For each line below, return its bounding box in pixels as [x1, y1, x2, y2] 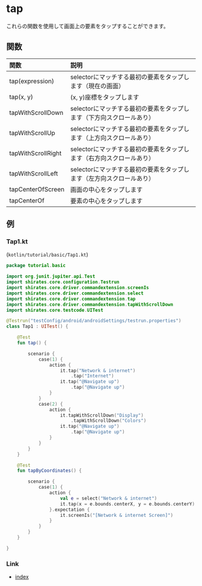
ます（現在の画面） [70, 82, 125, 90]
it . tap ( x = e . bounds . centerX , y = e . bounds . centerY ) [60, 501, 195, 507]
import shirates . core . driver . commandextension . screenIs [6, 285, 149, 291]
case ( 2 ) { [38, 401, 63, 407]
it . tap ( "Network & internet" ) [60, 367, 136, 374]
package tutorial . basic [6, 263, 66, 269]
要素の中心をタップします [70, 197, 143, 205]
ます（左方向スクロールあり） [70, 174, 155, 182]
